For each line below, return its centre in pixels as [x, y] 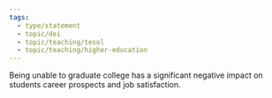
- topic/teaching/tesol [60, 42]
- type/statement [49, 26]
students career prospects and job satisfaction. [95, 85]
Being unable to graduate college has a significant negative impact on [136, 75]
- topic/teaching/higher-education [83, 50]
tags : [19, 17]
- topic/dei [39, 34]
